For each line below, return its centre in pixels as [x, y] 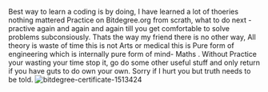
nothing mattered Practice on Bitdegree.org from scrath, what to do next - [130, 20]
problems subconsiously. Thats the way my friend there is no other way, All [132, 37]
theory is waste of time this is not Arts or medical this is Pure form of [121, 46]
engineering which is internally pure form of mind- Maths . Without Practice [133, 54]
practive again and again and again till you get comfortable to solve [119, 28]
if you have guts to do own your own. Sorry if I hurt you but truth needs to [130, 71]
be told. [21, 80]
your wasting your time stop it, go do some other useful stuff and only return [134, 62]
